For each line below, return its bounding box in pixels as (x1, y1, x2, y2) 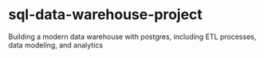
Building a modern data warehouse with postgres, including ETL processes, (8, 32, 257, 41)
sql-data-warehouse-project (8, 6, 203, 24)
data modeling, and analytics (8, 40, 104, 49)
